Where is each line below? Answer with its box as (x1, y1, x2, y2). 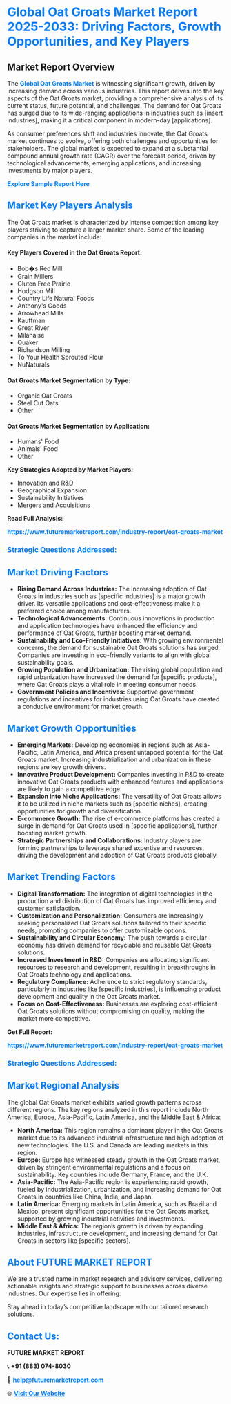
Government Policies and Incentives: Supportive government (17, 687, 194, 696)
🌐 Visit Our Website (7, 1389, 66, 1398)
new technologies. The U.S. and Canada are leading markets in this (17, 1140, 208, 1149)
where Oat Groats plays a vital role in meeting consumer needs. (17, 681, 198, 689)
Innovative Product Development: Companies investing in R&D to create (17, 770, 225, 778)
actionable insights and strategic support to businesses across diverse (7, 1282, 208, 1291)
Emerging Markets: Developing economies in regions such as (17, 741, 194, 749)
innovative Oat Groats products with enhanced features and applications (17, 777, 223, 786)
